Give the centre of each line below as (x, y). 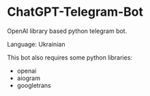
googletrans (34, 85)
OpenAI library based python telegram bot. (67, 31)
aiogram (29, 78)
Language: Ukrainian (36, 44)
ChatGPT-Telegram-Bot (75, 12)
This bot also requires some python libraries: (70, 57)
